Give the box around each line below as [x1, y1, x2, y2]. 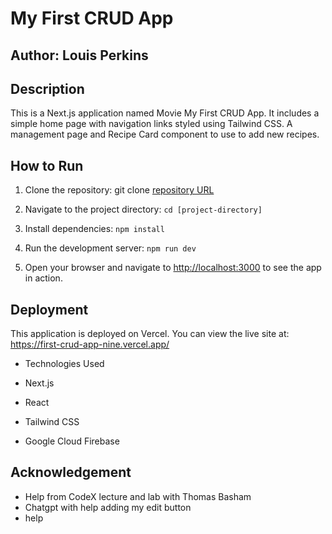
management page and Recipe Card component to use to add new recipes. [10, 128, 320, 141]
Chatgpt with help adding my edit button [24, 501, 192, 513]
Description [10, 80, 85, 97]
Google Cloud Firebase [24, 435, 120, 447]
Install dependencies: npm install [24, 223, 165, 235]
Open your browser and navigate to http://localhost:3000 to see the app [24, 262, 322, 274]
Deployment [10, 301, 89, 318]
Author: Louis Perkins [10, 47, 149, 64]
